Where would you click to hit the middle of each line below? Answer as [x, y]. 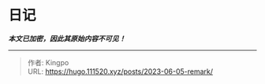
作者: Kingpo [48, 62]
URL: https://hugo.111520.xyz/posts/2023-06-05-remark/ [120, 71]
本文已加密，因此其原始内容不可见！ [67, 38]
